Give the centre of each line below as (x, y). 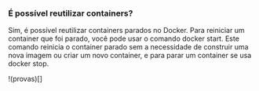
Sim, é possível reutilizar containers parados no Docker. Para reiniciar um (126, 31)
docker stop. (29, 64)
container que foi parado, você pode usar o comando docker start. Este (124, 38)
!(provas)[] (26, 79)
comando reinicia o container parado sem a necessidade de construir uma (128, 47)
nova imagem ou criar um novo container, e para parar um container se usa (130, 56)
